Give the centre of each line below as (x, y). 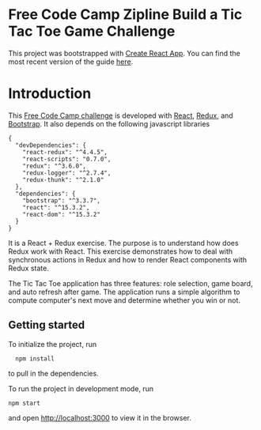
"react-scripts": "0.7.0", (67, 159)
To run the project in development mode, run (81, 388)
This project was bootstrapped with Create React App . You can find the (124, 53)
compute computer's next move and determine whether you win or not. (125, 300)
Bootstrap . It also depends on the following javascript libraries (109, 123)
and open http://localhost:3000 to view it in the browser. (100, 417)
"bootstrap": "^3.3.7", (62, 200)
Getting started (47, 325)
